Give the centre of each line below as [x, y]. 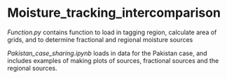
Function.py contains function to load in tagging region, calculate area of [112, 32]
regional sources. [32, 68]
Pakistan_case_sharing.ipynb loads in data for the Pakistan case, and [108, 53]
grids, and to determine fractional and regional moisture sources [100, 39]
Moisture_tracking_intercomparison [114, 13]
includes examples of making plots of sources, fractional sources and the [113, 60]
